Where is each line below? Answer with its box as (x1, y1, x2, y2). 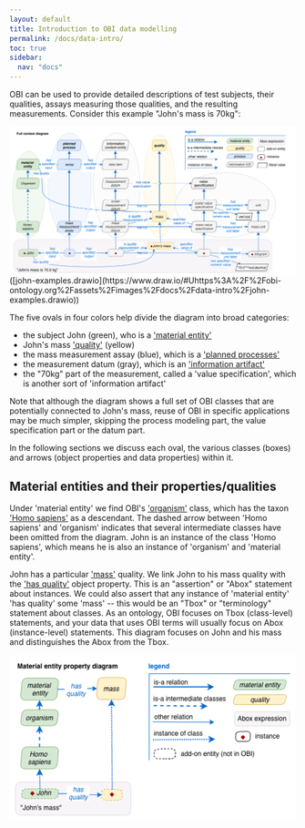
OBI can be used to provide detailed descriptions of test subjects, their (9, 89, 275, 99)
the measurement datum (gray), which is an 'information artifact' (22, 359, 266, 370)
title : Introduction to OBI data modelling (9, 24, 178, 34)
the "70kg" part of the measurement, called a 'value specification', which (22, 369, 297, 380)
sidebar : (9, 53, 43, 63)
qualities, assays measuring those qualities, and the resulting (9, 98, 239, 109)
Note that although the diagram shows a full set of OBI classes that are (9, 396, 275, 407)
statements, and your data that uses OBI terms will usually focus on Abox (9, 618, 284, 629)
